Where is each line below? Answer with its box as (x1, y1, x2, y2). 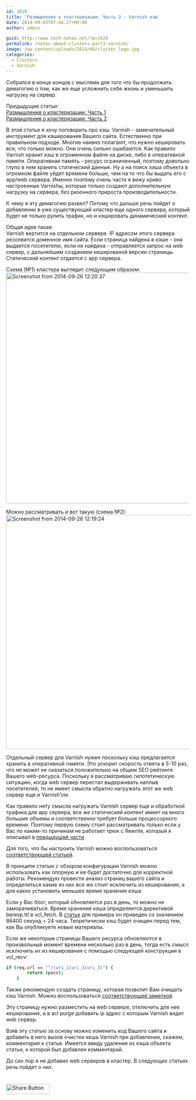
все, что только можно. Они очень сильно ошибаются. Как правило (6, 144, 176, 152)
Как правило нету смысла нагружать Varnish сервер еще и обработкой (6, 802, 185, 809)
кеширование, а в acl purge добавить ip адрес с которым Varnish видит (6, 1010, 184, 1017)
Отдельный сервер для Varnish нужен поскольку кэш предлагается (6, 754, 175, 761)
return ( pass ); (27, 970, 64, 976)
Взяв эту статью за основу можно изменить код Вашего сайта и (6, 1027, 167, 1035)
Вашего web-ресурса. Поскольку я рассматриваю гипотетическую (6, 773, 175, 780)
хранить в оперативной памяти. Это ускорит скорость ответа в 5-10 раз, (6, 760, 188, 767)
